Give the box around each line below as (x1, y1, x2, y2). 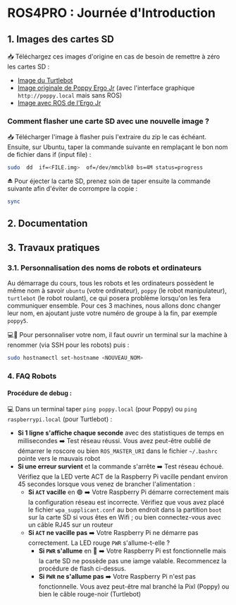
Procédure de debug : (7, 389, 73, 397)
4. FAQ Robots (7, 371, 57, 381)
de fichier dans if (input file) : (7, 151, 92, 159)
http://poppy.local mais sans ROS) (17, 91, 123, 100)
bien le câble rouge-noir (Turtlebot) (38, 590, 142, 599)
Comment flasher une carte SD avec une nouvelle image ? (7, 116, 210, 126)
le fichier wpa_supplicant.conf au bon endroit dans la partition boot (27, 505, 222, 514)
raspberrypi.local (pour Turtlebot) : (7, 415, 113, 423)
